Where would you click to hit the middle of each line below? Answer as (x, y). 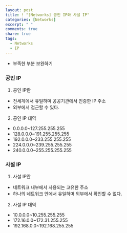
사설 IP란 (22, 177)
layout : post (19, 10)
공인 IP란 (22, 90)
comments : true (22, 29)
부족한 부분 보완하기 (33, 63)
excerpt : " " (19, 24)
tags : (11, 39)
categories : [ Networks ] (31, 19)
